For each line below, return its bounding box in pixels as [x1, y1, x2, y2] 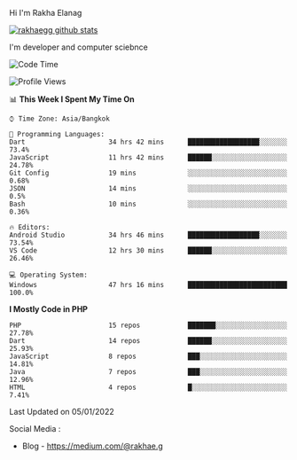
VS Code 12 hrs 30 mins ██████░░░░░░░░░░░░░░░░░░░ [9, 246, 288, 255]
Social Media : [9, 424, 61, 433]
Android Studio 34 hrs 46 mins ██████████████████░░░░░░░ [9, 230, 288, 239]
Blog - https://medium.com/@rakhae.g [21, 441, 164, 451]
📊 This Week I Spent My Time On [9, 94, 135, 105]
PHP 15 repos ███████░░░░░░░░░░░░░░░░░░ [9, 321, 288, 330]
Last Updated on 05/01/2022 [9, 407, 115, 417]
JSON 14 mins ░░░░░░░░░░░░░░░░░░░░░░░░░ [9, 184, 288, 193]
